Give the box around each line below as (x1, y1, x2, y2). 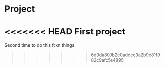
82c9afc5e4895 (91, 57, 124, 63)
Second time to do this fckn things (4, 42, 75, 48)
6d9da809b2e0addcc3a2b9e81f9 (91, 52, 160, 58)
